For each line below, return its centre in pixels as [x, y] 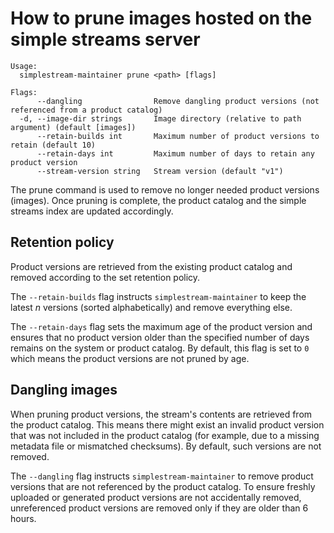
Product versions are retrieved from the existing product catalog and [151, 266]
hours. [23, 518]
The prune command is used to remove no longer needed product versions [165, 189]
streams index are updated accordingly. [92, 211]
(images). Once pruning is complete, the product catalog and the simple [158, 200]
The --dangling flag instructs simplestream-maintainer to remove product [162, 476]
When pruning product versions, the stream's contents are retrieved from [161, 414]
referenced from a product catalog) [86, 110]
